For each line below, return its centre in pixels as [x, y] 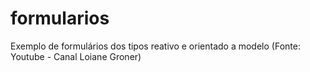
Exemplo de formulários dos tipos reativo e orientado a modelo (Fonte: [155, 46]
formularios [60, 18]
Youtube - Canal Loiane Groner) [76, 56]
